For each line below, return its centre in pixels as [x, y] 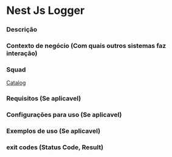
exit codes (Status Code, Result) [55, 147]
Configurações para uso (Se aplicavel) [64, 115]
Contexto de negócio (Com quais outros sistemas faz [86, 46]
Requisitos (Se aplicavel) [44, 99]
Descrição [22, 30]
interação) [22, 53]
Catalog [16, 83]
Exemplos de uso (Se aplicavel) [53, 131]
